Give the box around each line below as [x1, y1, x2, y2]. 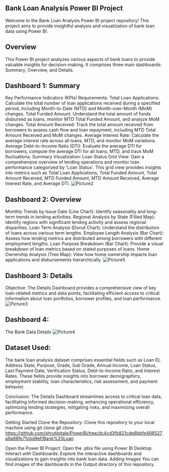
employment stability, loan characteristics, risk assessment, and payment [5, 378, 158, 384]
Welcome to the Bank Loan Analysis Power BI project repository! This [5, 17, 149, 23]
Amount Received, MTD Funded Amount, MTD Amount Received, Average [5, 175, 159, 181]
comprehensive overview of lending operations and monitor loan [5, 159, 140, 165]
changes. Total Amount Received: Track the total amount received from [5, 122, 154, 128]
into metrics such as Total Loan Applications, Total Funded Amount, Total [5, 170, 157, 176]
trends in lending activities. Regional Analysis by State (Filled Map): [16, 214, 155, 220]
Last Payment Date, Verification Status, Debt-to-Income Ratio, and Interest [5, 368, 160, 374]
